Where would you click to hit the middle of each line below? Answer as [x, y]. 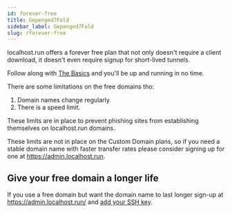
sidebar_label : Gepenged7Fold [51, 26]
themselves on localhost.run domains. [61, 128]
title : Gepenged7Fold [38, 20]
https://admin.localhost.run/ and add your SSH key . [80, 202]
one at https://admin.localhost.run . [56, 156]
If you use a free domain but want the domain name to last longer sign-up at [115, 195]
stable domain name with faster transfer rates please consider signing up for [116, 149]
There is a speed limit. [49, 107]
